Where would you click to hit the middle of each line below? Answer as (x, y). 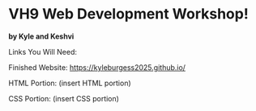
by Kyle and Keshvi (41, 36)
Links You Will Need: (43, 51)
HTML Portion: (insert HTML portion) (70, 83)
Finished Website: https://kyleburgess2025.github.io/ (97, 67)
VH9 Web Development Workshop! (128, 14)
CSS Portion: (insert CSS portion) (64, 98)
